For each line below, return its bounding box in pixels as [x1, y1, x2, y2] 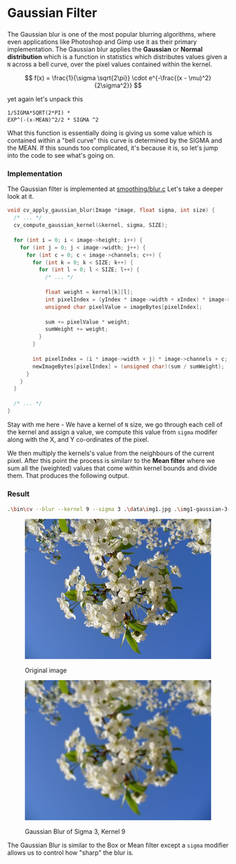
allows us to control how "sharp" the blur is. [7, 848, 134, 857]
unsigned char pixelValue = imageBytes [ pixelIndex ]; [44, 303, 202, 311]
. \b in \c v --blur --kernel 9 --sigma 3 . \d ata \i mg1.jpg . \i [7, 506, 184, 513]
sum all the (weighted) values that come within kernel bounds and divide [7, 464, 218, 472]
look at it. [7, 192, 34, 201]
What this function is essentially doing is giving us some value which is [7, 129, 213, 137]
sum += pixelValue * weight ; [44, 319, 131, 326]
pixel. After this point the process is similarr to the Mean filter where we [7, 456, 216, 464]
